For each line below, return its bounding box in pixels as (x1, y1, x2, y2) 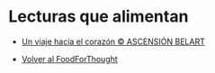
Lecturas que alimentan (8, 6, 189, 27)
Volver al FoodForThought (21, 53, 118, 64)
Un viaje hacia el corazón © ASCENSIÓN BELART (21, 36, 206, 47)
